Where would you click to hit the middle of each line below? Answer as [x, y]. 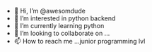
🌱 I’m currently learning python [59, 26]
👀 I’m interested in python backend [65, 18]
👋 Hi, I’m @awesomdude [50, 11]
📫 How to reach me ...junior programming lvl [80, 41]
